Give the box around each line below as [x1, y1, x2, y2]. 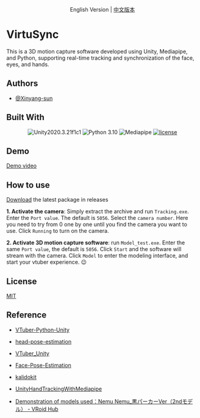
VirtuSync [6, 27, 59, 41]
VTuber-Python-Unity [15, 326, 70, 333]
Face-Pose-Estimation [15, 361, 71, 369]
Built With [6, 112, 45, 122]
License [6, 276, 37, 286]
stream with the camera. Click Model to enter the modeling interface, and [6, 252, 188, 260]
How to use [6, 180, 50, 190]
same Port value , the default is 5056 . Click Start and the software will [6, 246, 182, 253]
